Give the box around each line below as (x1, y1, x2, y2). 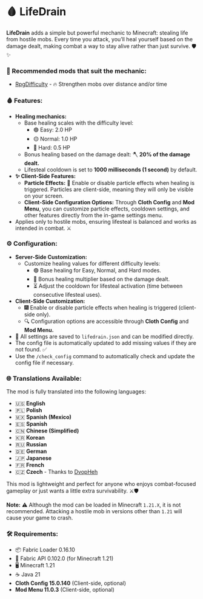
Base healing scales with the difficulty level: (24, 119, 134, 126)
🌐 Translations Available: (6, 374, 82, 383)
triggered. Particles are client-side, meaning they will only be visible (24, 185, 194, 193)
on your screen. (24, 192, 64, 199)
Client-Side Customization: (15, 297, 85, 305)
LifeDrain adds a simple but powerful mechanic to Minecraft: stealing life (6, 29, 188, 36)
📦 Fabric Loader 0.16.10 (15, 546, 76, 553)
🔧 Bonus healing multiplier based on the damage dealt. (33, 275, 170, 283)
